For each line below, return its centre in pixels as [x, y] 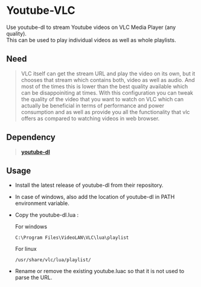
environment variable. [42, 203]
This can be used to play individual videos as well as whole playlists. [91, 40]
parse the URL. [33, 277]
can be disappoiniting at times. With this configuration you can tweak [107, 93]
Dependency [31, 137]
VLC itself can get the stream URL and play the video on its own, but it [108, 74]
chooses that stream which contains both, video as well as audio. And [108, 80]
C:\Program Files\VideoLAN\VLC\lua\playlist [72, 238]
